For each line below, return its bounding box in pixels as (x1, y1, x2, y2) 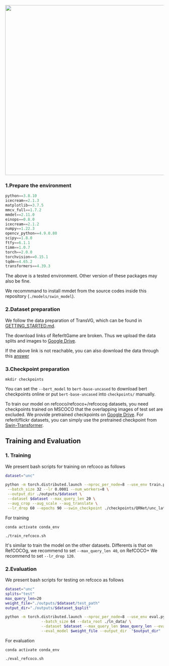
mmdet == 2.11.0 (5, 212, 35, 217)
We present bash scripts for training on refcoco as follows (5, 463, 126, 470)
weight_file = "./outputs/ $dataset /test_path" (5, 601, 100, 606)
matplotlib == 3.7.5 (5, 203, 44, 208)
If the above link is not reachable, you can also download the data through (5, 348, 159, 354)
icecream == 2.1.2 (5, 222, 39, 227)
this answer (5, 353, 29, 359)
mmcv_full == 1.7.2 (5, 207, 42, 213)
